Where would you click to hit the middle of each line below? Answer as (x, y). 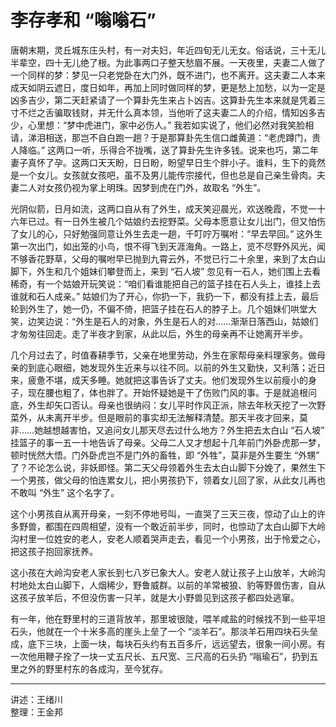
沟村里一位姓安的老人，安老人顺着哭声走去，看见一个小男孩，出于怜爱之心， (168, 538)
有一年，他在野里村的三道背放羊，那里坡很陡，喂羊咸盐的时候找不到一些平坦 (168, 618)
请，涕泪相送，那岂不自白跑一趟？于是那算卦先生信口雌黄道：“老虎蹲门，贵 (166, 137)
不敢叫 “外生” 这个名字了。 (65, 492)
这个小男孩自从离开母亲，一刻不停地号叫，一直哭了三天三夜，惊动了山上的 (163, 513)
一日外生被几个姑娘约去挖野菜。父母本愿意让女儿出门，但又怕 (189, 221)
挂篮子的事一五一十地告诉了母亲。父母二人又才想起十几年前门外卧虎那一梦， (168, 442)
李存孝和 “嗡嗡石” (83, 20)
